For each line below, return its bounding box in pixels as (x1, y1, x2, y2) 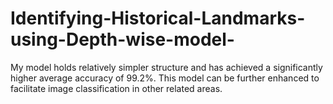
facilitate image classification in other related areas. (10, 82, 223, 94)
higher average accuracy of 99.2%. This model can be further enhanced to (10, 72, 320, 84)
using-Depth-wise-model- (10, 28, 235, 51)
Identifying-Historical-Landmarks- (10, 7, 306, 30)
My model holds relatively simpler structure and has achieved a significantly (10, 61, 323, 73)
